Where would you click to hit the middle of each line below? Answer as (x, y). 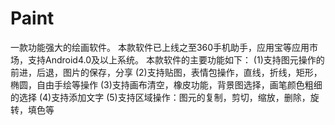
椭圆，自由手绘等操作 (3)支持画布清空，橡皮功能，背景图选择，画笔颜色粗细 (166, 84)
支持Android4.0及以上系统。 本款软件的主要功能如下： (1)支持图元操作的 (176, 59)
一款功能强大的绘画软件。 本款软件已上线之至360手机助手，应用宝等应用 (160, 47)
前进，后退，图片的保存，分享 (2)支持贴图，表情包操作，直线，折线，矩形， (166, 72)
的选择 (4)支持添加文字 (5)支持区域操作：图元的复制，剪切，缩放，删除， (160, 97)
